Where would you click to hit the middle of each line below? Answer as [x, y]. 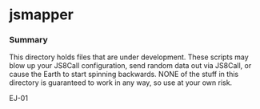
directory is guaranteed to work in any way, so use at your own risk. [121, 83]
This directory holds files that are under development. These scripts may [129, 57]
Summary [29, 40]
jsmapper [42, 15]
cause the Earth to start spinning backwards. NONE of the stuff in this [124, 75]
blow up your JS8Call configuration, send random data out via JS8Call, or [130, 66]
